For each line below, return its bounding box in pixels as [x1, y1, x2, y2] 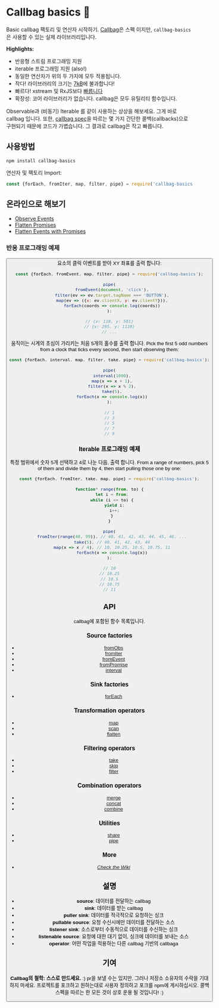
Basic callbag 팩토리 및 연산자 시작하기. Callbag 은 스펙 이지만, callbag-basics [6, 26, 192, 33]
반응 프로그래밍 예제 [6, 244, 60, 252]
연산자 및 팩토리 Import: [6, 169, 62, 176]
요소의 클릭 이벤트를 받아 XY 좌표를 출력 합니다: [57, 260, 162, 266]
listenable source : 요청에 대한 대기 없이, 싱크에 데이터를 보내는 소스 [38, 933, 189, 940]
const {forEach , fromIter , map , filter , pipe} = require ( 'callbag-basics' [6, 181, 196, 187]
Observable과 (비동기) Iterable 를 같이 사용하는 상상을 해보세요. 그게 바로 [6, 107, 177, 115]
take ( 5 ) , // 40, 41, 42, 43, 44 [73, 539, 151, 545]
